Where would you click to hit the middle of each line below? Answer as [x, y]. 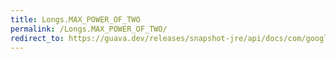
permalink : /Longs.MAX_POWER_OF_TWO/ [89, 29]
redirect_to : [37, 38]
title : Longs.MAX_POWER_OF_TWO [75, 19]
